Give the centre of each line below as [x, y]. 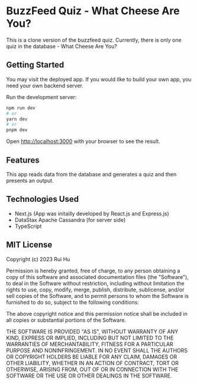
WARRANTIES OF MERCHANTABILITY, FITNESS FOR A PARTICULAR [90, 344]
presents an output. [30, 180]
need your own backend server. [45, 85]
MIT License [29, 245]
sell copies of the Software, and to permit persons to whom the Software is [98, 296]
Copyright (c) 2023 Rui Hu [38, 259]
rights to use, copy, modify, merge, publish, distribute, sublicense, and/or [95, 290]
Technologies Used [42, 199]
